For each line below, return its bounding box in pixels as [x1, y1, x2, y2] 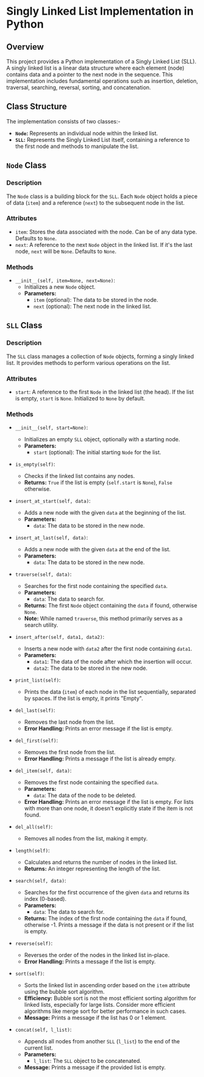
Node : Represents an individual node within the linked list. [15, 130, 158, 137]
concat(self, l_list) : [15, 1026, 72, 1034]
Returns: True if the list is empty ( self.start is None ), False [24, 479, 172, 487]
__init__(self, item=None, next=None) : [15, 277, 116, 284]
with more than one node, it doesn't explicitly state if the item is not [24, 805, 193, 812]
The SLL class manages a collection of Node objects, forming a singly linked [6, 353, 194, 360]
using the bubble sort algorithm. [24, 988, 105, 996]
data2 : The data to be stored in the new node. [33, 664, 148, 672]
